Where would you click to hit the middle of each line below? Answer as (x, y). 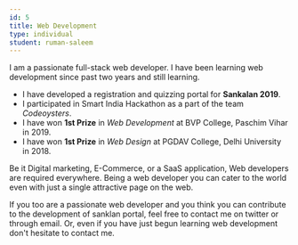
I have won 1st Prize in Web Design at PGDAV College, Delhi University (152, 142)
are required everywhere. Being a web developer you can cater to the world (148, 178)
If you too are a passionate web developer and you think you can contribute (148, 205)
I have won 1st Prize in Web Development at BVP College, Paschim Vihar (155, 123)
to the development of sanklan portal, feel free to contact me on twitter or (144, 214)
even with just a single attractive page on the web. (101, 187)
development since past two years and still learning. (105, 78)
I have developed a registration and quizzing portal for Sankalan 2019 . (151, 94)
